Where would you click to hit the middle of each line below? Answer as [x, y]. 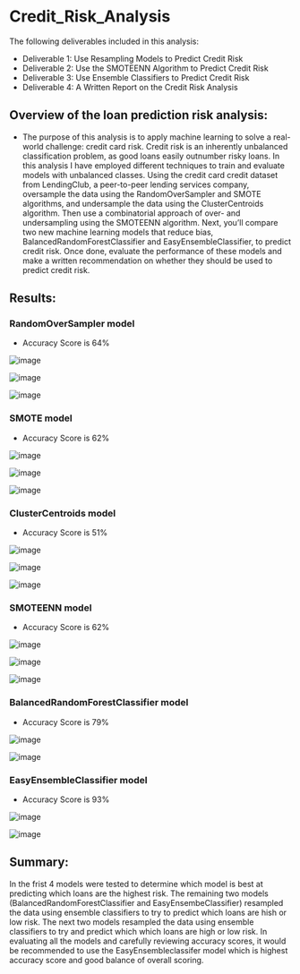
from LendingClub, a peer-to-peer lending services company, [136, 184]
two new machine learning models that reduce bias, [118, 232]
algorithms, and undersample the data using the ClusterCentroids [143, 203]
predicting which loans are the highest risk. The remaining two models [139, 893]
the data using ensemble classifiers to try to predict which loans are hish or [148, 912]
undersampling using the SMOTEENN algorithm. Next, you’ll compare [150, 222]
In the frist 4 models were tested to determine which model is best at [137, 884]
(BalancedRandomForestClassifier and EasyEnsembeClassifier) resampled [146, 902]
